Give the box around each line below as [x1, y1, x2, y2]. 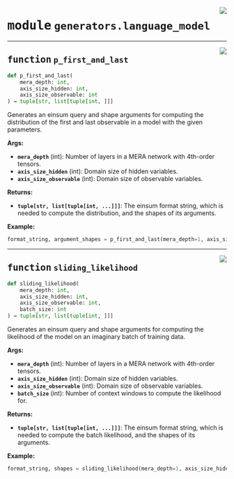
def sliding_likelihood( [7, 280, 79, 287]
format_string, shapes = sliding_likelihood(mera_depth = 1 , [7, 465, 182, 473]
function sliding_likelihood [7, 262, 138, 274]
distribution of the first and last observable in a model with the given [7, 118, 203, 127]
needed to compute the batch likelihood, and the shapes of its [17, 431, 196, 439]
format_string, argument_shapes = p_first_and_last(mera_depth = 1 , [7, 236, 204, 243]
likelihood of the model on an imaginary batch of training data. [7, 333, 186, 341]
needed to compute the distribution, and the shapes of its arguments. [17, 209, 217, 217]
